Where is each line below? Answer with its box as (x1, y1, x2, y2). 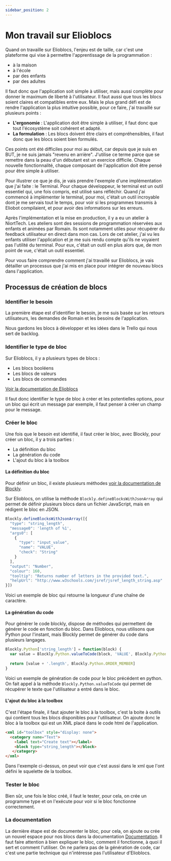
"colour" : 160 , (10, 568, 42, 573)
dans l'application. (5, 268, 44, 274)
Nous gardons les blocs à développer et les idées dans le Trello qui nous (5, 325, 158, 332)
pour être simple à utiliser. (5, 167, 60, 174)
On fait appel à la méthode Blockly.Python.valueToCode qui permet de (5, 680, 152, 687)
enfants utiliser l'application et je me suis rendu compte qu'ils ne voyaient (5, 236, 159, 242)
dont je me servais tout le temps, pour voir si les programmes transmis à (5, 199, 157, 205)
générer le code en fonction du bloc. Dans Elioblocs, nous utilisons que (5, 626, 155, 632)
